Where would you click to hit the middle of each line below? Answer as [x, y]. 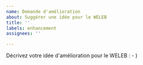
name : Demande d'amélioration [43, 12]
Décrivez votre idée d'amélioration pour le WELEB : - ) [72, 56]
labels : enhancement [32, 28]
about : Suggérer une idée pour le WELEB [57, 17]
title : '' [18, 22]
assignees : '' [24, 34]
